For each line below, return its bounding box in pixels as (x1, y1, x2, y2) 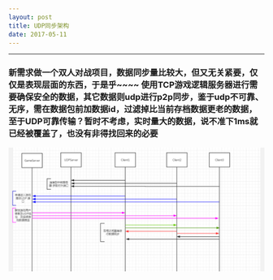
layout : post (8, 13, 53, 21)
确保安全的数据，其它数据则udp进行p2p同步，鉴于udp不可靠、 (16, 92, 264, 103)
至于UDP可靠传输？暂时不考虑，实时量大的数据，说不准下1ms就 (8, 116, 258, 127)
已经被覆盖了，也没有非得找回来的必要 (8, 128, 158, 140)
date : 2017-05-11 (8, 30, 67, 38)
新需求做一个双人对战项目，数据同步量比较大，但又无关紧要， (8, 67, 250, 79)
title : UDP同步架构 (8, 21, 70, 30)
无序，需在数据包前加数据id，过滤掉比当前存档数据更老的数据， (8, 104, 258, 115)
